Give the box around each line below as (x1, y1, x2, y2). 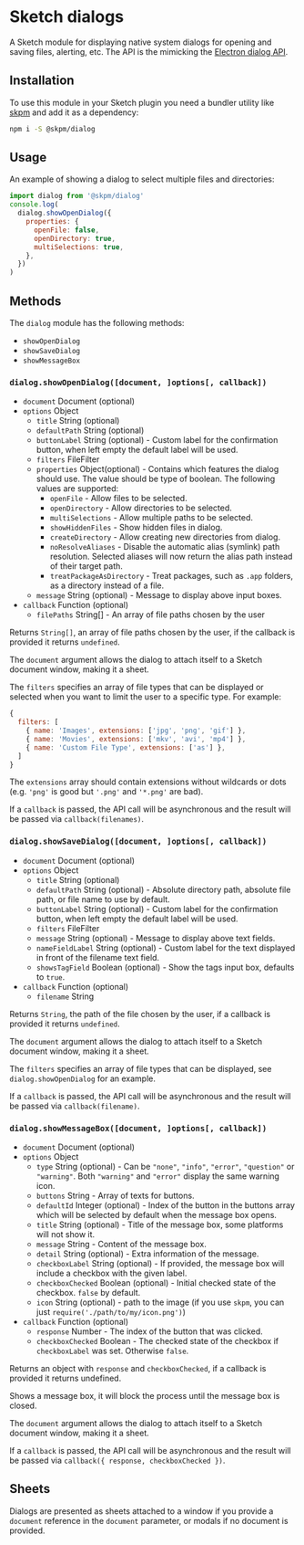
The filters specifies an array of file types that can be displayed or (9, 682, 264, 693)
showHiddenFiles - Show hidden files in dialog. (49, 522, 223, 533)
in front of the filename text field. (35, 951, 160, 962)
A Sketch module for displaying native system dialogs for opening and (9, 37, 272, 47)
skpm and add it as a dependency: (9, 107, 139, 118)
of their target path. (49, 561, 123, 572)
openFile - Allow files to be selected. (49, 493, 188, 504)
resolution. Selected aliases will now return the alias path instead (49, 551, 293, 562)
